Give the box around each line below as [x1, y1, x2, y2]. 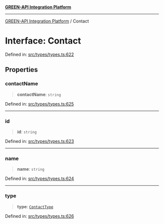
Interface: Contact [5, 35, 82, 46]
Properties [5, 66, 38, 74]
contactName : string [17, 91, 61, 97]
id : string [17, 129, 37, 134]
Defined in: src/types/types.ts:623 [5, 138, 74, 144]
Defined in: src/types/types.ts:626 [5, 213, 74, 219]
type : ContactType [17, 203, 54, 209]
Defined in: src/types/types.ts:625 [5, 101, 74, 107]
